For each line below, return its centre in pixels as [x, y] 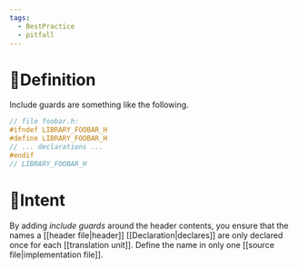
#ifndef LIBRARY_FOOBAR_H [58, 130]
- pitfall [36, 35]
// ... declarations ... [56, 146]
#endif [22, 155]
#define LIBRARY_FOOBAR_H [58, 139]
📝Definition [53, 80]
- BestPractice [46, 26]
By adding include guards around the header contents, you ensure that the [149, 225]
